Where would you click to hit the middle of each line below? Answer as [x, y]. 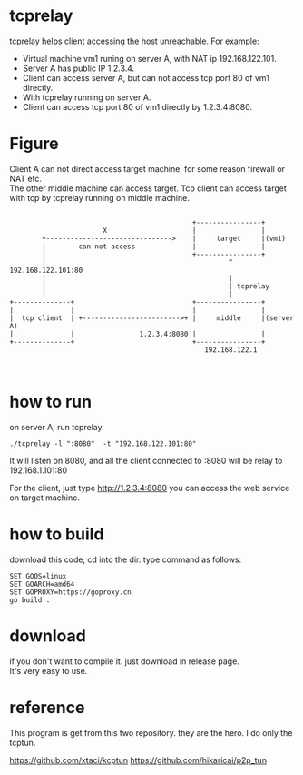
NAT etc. [26, 178]
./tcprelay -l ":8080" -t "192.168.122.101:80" [103, 443]
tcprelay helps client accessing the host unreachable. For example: [135, 41]
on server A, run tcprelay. [57, 427]
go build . [30, 600]
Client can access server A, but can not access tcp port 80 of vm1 [146, 77]
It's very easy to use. [49, 670]
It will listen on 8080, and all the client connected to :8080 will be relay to [146, 460]
